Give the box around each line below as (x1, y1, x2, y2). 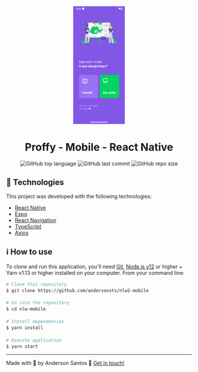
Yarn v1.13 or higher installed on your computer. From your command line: (6, 269, 184, 276)
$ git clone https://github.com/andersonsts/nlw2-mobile (6, 287, 149, 294)
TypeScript (14, 222, 42, 230)
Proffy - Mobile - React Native (24, 141, 174, 154)
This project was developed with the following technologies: (6, 192, 152, 200)
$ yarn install (6, 324, 44, 331)
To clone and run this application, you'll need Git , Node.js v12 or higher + (6, 263, 183, 270)
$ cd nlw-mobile (6, 306, 46, 312)
